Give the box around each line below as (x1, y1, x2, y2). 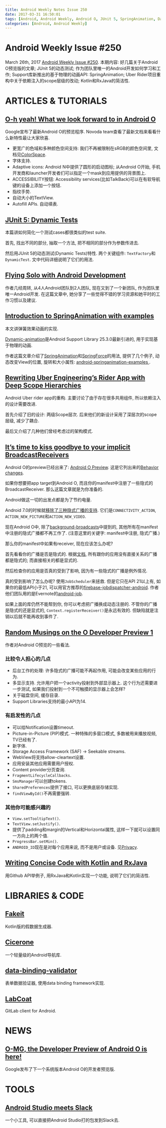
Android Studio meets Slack (5, 1103, 93, 1112)
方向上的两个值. (16, 833, 48, 838)
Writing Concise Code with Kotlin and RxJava (5, 859, 147, 867)
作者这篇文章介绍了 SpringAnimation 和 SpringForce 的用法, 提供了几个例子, (5, 353, 154, 359)
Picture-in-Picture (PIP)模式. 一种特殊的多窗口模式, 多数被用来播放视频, (12, 730, 157, 736)
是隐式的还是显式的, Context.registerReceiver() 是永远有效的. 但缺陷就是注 (5, 607, 159, 613)
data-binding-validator (5, 966, 78, 975)
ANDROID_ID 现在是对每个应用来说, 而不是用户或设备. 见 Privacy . (12, 844, 138, 850)
